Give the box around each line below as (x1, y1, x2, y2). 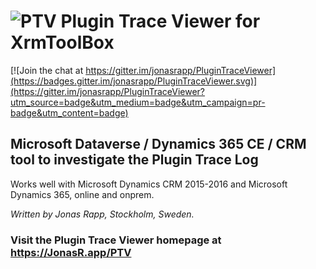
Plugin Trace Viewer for (60, 10, 261, 33)
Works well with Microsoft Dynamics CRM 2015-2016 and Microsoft (10, 178, 288, 190)
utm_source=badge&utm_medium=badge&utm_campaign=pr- (10, 96, 266, 108)
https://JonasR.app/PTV (10, 245, 132, 259)
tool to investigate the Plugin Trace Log (10, 151, 259, 169)
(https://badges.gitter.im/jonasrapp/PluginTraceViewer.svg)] (10, 75, 258, 87)
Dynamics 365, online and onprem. (10, 188, 155, 200)
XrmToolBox (10, 31, 115, 54)
